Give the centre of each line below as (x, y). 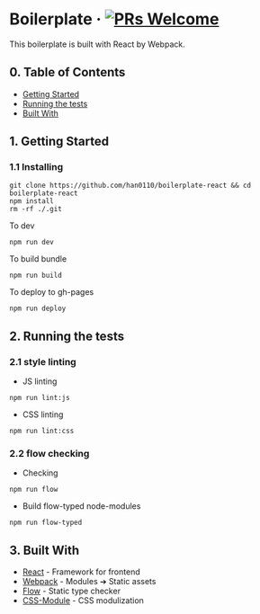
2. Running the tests (67, 336)
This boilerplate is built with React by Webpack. (98, 44)
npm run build (36, 276)
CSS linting (43, 414)
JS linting (40, 381)
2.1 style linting (43, 361)
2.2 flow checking (49, 454)
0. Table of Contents (67, 72)
